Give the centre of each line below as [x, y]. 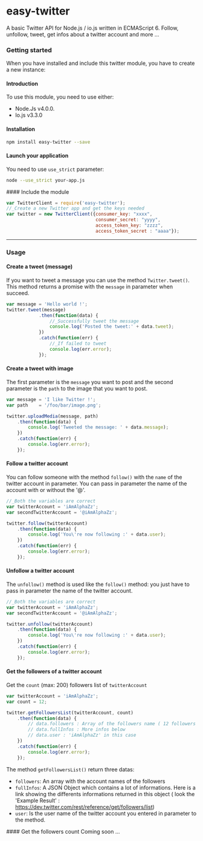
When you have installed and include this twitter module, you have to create [101, 63]
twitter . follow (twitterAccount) [47, 523]
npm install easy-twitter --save [48, 142]
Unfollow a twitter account [40, 571]
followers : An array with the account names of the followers [90, 781]
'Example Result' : [37, 800]
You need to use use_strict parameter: [55, 169]
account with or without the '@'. [46, 490]
